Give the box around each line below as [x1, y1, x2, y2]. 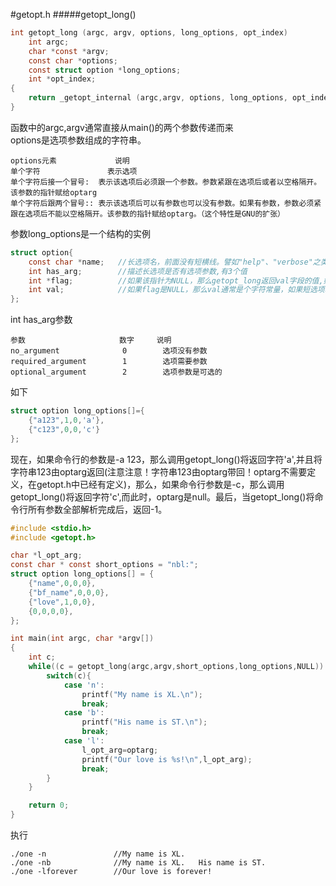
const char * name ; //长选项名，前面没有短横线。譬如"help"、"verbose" [28, 257, 313, 267]
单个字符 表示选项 [10, 166, 138, 176]
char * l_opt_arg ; [10, 550, 83, 561]
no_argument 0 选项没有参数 [10, 346, 208, 356]
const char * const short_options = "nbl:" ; [10, 560, 199, 570]
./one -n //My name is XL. [10, 849, 186, 859]
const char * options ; [28, 55, 118, 66]
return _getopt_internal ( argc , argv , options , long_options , [28, 93, 288, 103]
